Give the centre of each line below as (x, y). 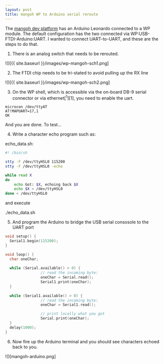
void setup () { (21, 237)
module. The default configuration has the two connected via (67, 34)
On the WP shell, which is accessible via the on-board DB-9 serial (79, 92)
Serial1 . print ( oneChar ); (66, 282)
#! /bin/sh (16, 153)
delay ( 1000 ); (23, 328)
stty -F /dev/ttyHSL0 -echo (34, 166)
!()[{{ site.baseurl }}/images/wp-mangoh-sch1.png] (57, 63)
